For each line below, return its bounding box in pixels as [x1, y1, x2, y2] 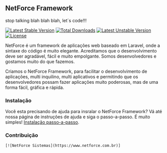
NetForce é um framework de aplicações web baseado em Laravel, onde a [5, 42, 160, 48]
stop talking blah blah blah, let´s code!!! [5, 17, 87, 23]
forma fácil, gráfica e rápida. [5, 84, 65, 90]
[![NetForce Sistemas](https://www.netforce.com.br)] [5, 143, 121, 148]
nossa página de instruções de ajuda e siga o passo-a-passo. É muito [5, 114, 150, 120]
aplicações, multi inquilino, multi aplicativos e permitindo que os [5, 73, 138, 80]
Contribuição [5, 132, 38, 139]
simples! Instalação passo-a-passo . [5, 119, 80, 125]
